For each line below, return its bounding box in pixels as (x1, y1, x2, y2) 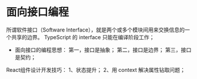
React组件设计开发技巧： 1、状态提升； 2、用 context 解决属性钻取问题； (6, 66, 186, 73)
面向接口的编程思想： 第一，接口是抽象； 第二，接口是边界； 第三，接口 (14, 46, 192, 53)
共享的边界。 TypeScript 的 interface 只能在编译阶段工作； (11, 33, 155, 40)
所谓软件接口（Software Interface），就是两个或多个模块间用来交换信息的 (6, 26, 185, 33)
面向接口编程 (6, 5, 70, 19)
